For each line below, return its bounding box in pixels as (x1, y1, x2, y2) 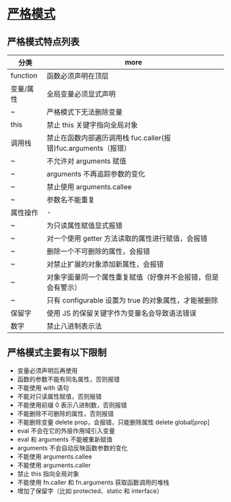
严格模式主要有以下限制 (7, 347, 107, 358)
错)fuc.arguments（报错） (47, 144, 131, 153)
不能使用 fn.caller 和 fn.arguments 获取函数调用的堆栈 (16, 478, 170, 486)
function (10, 71, 38, 80)
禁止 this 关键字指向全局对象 (47, 120, 138, 129)
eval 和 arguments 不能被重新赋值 (16, 435, 113, 444)
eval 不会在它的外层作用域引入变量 (16, 426, 115, 435)
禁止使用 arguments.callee (47, 182, 132, 191)
